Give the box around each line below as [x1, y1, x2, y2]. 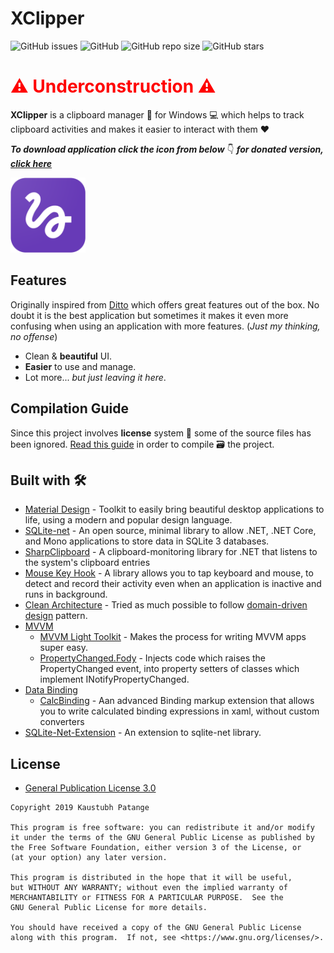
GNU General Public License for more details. [10, 903, 208, 913]
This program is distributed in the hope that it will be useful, [10, 873, 293, 883]
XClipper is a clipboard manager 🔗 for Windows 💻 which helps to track [10, 108, 305, 121]
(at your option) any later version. [10, 853, 168, 863]
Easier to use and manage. [24, 360, 137, 372]
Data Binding [24, 684, 78, 696]
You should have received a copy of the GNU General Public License [10, 923, 302, 933]
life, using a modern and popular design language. [24, 514, 233, 526]
